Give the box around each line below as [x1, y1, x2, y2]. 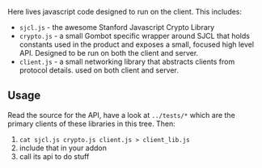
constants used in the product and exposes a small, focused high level [19, 40, 255, 49]
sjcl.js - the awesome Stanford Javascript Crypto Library [19, 23, 215, 31]
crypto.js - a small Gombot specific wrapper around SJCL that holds [19, 31, 250, 40]
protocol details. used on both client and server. [19, 65, 180, 75]
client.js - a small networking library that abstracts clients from [19, 57, 235, 66]
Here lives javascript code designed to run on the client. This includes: [7, 7, 243, 16]
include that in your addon [19, 143, 107, 153]
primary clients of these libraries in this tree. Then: [7, 119, 175, 128]
